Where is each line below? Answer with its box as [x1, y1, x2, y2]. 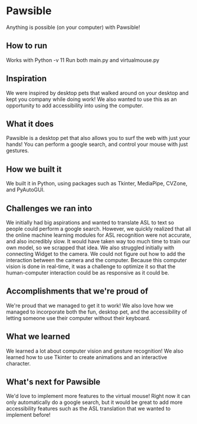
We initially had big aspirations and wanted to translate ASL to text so [6, 219, 175, 226]
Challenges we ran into [6, 203, 93, 213]
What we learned [6, 332, 70, 342]
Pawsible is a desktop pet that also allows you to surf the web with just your [6, 135, 191, 142]
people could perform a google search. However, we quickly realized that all [6, 226, 192, 232]
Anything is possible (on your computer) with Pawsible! [6, 24, 140, 31]
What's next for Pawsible [6, 377, 101, 387]
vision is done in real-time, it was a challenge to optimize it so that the [6, 263, 176, 270]
